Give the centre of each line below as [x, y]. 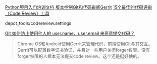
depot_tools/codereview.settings [38, 23]
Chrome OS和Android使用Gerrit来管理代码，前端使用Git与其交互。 [85, 44]
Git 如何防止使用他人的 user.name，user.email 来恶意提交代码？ [70, 33]
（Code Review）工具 [27, 13]
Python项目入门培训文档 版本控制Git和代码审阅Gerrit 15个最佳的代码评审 [79, 7]
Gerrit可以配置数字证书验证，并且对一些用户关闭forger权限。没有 [83, 50]
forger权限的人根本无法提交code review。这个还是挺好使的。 [79, 56]
